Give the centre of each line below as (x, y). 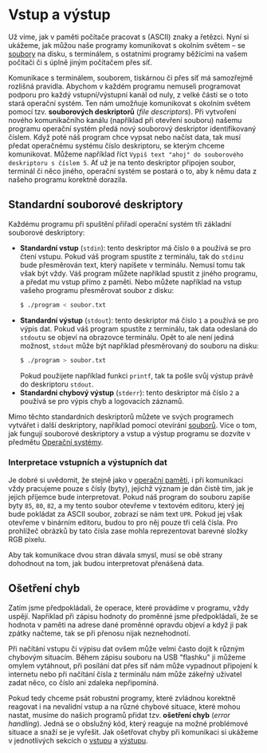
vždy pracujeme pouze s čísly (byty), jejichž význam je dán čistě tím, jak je (131, 488)
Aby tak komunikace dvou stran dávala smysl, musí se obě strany (116, 555)
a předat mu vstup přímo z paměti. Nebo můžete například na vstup (131, 282)
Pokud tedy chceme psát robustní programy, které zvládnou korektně (122, 698)
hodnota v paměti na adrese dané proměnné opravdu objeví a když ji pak (128, 624)
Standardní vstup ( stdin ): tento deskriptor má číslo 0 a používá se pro (135, 248)
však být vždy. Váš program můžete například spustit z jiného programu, (139, 273)
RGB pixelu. (27, 539)
